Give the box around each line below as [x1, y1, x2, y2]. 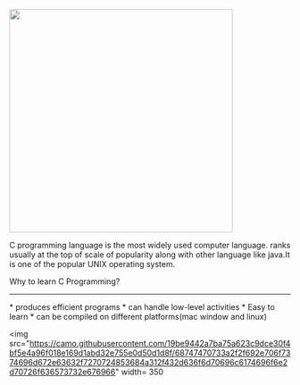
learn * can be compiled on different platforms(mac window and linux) [9, 312, 268, 322]
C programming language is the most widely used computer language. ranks [9, 240, 291, 250]
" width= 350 [114, 366, 163, 377]
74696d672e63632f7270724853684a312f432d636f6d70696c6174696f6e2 [9, 357, 288, 367]
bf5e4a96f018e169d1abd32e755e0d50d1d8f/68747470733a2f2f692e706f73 [9, 347, 291, 358]
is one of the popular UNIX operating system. [9, 259, 176, 269]
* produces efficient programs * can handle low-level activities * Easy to [9, 302, 275, 312]
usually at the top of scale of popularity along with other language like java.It [9, 249, 290, 260]
